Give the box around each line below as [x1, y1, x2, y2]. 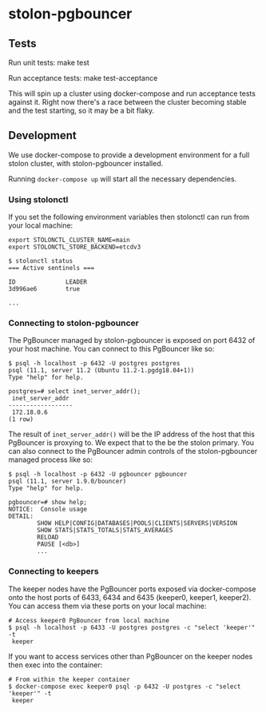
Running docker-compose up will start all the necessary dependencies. [8, 173, 237, 184]
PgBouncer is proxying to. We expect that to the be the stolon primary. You [8, 438, 254, 447]
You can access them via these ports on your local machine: [8, 601, 207, 611]
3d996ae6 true [8, 285, 81, 293]
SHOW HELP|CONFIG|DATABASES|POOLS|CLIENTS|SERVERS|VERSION [37, 519, 238, 527]
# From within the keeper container [8, 675, 130, 683]
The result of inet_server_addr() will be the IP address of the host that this [8, 429, 256, 440]
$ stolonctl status [8, 257, 73, 265]
